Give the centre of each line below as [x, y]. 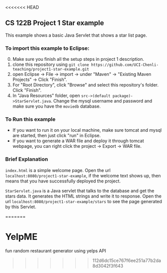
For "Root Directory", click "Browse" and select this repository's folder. [86, 85]
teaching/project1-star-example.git [51, 69]
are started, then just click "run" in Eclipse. [57, 136]
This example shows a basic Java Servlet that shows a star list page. [76, 35]
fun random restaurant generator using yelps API [56, 250]
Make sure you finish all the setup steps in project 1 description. [78, 59]
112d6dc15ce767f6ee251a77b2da [127, 260]
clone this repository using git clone [51, 64]
